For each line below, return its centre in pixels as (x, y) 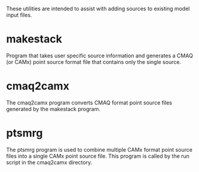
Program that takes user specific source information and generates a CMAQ (99, 56)
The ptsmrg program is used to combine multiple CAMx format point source (99, 149)
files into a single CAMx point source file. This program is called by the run (98, 156)
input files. (19, 15)
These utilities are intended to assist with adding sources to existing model (98, 9)
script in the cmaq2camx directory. (49, 162)
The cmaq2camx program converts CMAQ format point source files (89, 102)
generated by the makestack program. (53, 109)
